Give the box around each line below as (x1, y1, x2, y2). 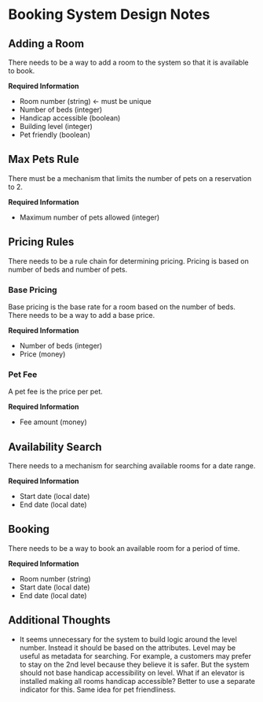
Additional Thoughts (8, 614, 111, 627)
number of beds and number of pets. (8, 264, 128, 274)
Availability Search (8, 440, 102, 453)
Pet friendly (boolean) (19, 130, 90, 139)
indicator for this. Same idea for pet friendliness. (19, 685, 177, 694)
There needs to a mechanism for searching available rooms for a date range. (8, 461, 256, 471)
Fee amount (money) (19, 417, 88, 427)
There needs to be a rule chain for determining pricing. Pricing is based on (8, 256, 249, 265)
